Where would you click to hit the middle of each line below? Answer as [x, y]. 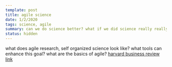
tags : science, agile [28, 24]
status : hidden [21, 34]
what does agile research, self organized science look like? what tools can [84, 48]
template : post [21, 10]
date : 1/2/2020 [21, 19]
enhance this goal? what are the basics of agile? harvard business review [82, 54]
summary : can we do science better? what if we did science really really [87, 29]
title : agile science [28, 15]
